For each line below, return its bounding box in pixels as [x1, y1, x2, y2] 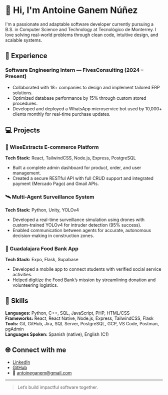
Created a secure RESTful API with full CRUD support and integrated [12, 175, 154, 181]
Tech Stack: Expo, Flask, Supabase [5, 256, 78, 262]
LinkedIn [12, 359, 30, 365]
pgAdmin [5, 326, 24, 332]
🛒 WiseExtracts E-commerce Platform [5, 143, 99, 150]
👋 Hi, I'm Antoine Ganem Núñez [5, 5, 138, 16]
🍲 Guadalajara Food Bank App [5, 245, 79, 252]
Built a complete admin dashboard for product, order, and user [12, 165, 141, 171]
